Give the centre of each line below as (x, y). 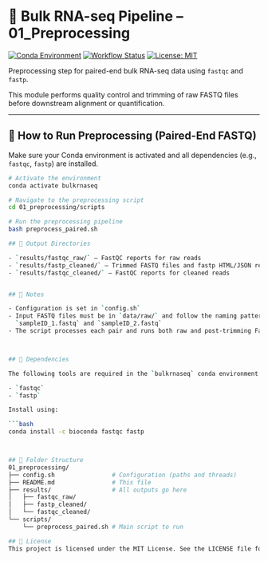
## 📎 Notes (26, 294)
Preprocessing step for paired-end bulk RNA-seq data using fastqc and (126, 70)
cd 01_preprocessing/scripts (57, 207)
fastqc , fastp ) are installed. (53, 164)
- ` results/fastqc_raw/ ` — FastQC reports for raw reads (105, 258)
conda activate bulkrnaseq (53, 186)
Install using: (33, 410)
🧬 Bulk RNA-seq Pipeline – (96, 16)
